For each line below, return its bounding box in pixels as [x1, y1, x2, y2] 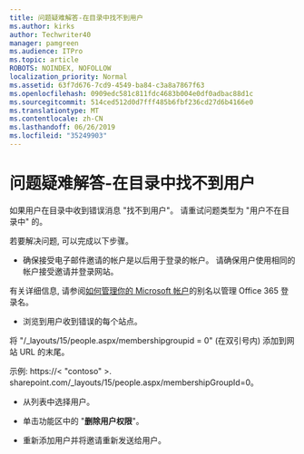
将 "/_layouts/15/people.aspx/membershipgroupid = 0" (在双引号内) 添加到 [9, 334, 288, 345]
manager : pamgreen [9, 38, 79, 48]
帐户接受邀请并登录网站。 [22, 266, 119, 276]
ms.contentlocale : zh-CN [9, 114, 103, 123]
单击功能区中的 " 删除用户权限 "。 [22, 415, 144, 426]
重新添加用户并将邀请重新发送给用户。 [22, 434, 166, 445]
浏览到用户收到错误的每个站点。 [22, 315, 142, 326]
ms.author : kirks [9, 22, 75, 31]
